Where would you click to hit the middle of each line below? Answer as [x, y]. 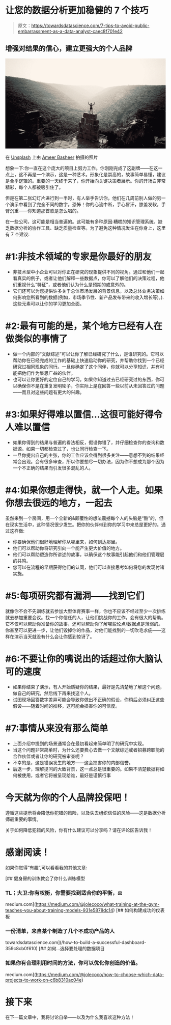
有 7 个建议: [17, 234]
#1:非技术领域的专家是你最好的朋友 [78, 257]
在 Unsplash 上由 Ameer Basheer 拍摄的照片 [52, 157]
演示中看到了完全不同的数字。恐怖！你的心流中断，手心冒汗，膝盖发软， [85, 205]
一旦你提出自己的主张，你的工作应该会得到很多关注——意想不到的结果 [86, 455]
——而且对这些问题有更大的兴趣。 [48, 392]
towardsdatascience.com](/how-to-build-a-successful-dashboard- [76, 943]
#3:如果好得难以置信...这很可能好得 [79, 415]
